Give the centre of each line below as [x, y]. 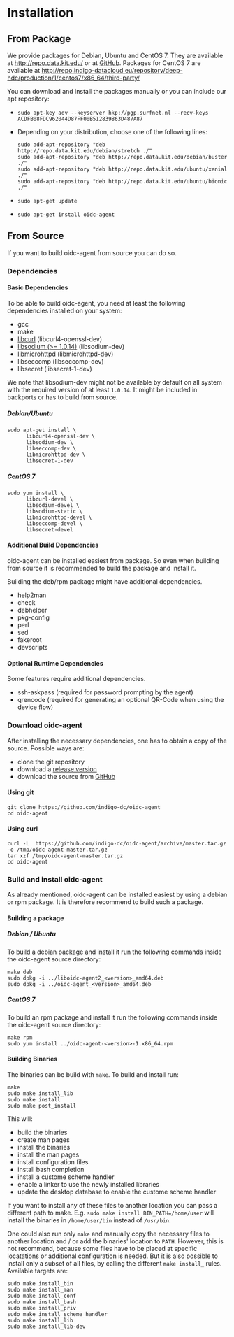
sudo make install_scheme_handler [58, 1315]
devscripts [32, 648]
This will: [20, 1119]
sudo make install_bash [42, 1302]
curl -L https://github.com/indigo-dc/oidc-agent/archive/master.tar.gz [117, 843]
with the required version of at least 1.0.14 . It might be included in [102, 389]
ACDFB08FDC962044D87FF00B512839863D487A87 [80, 119]
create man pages [43, 1140]
